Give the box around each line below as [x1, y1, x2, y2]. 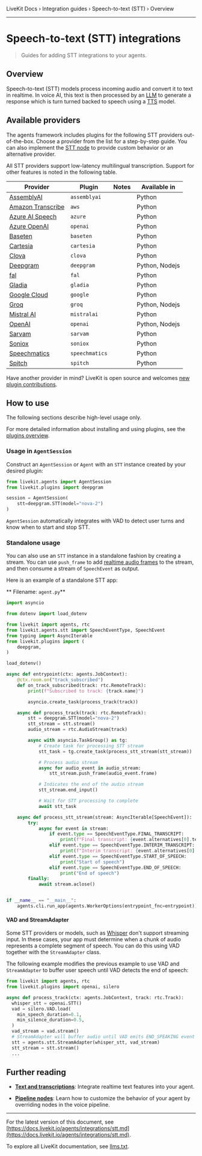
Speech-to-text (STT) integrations [6, 32, 182, 46]
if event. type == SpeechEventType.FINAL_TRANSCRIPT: [49, 831, 185, 837]
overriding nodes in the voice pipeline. [14, 1101, 110, 1109]
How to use [6, 398, 49, 408]
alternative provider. [6, 150, 56, 157]
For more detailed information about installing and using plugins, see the [6, 426, 185, 433]
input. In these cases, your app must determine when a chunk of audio [6, 936, 182, 943]
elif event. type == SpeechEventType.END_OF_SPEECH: [49, 864, 182, 870]
